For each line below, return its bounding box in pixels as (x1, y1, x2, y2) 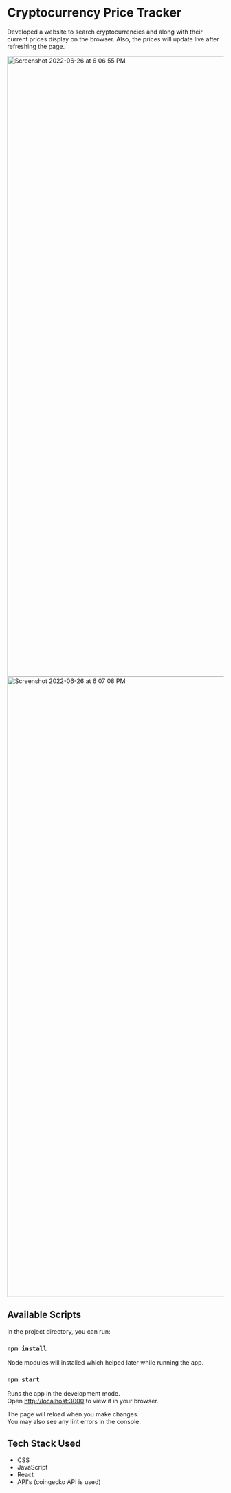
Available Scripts (7, 1309, 81, 1321)
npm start (7, 1375, 40, 1383)
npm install (7, 1344, 47, 1352)
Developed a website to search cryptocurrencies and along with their (7, 28, 203, 36)
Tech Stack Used (7, 1437, 81, 1449)
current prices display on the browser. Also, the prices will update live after (7, 34, 220, 43)
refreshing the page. (7, 42, 65, 50)
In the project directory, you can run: (7, 1327, 111, 1335)
